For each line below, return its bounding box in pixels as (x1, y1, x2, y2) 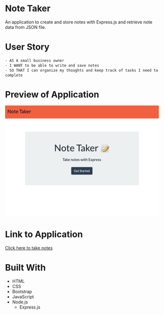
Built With (5, 262, 46, 273)
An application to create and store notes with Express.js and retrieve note (5, 19, 153, 25)
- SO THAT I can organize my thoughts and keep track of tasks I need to (5, 68, 159, 73)
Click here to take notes (5, 245, 53, 251)
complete (5, 73, 23, 78)
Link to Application (5, 229, 83, 240)
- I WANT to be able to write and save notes (5, 63, 99, 68)
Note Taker (5, 3, 51, 14)
